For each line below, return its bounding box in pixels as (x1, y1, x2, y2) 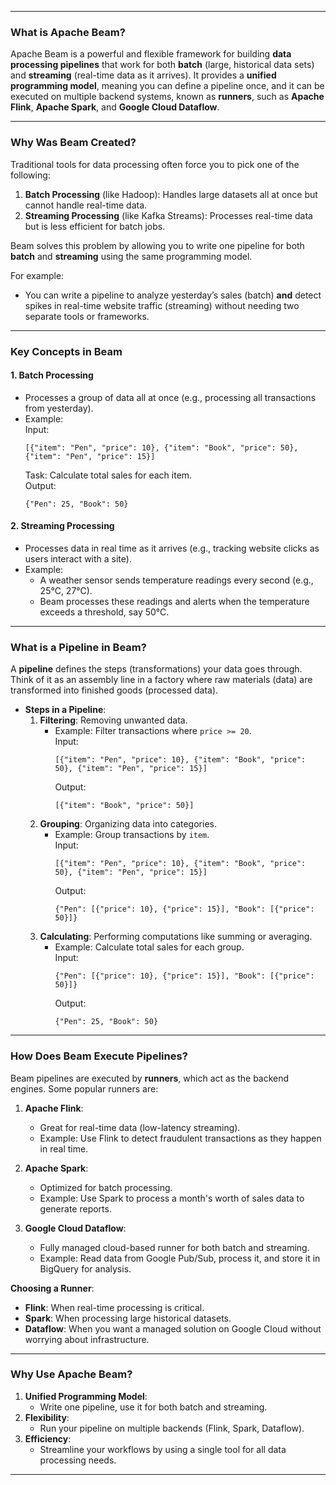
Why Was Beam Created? (10, 136, 137, 150)
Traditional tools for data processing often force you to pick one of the (10, 158, 300, 170)
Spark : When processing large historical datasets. (24, 1312, 232, 1324)
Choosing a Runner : (10, 1282, 95, 1294)
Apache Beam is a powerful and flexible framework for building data (10, 48, 292, 60)
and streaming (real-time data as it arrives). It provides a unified (10, 69, 277, 81)
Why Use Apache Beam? (10, 1367, 133, 1381)
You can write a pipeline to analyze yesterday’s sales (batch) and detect (24, 289, 322, 301)
